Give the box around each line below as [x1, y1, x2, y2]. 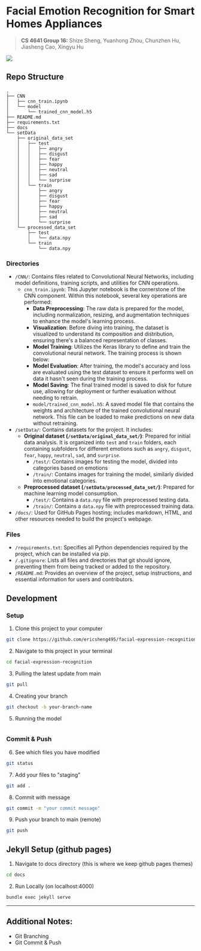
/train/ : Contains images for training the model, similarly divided [32, 471, 194, 478]
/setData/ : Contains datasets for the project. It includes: [14, 426, 154, 433]
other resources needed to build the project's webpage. [14, 515, 153, 523]
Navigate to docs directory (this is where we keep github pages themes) [14, 860, 193, 868]
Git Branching [14, 932, 49, 940]
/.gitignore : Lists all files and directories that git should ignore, [14, 557, 172, 564]
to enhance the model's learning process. [32, 318, 136, 325]
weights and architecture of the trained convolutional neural [32, 407, 181, 414]
